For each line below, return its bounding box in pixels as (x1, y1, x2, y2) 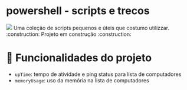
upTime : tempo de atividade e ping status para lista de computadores (14, 71, 182, 78)
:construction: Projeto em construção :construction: (6, 31, 132, 38)
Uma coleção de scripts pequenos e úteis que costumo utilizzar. (13, 24, 170, 31)
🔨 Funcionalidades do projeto (6, 51, 152, 65)
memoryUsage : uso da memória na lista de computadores (14, 76, 149, 84)
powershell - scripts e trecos (6, 4, 150, 18)
